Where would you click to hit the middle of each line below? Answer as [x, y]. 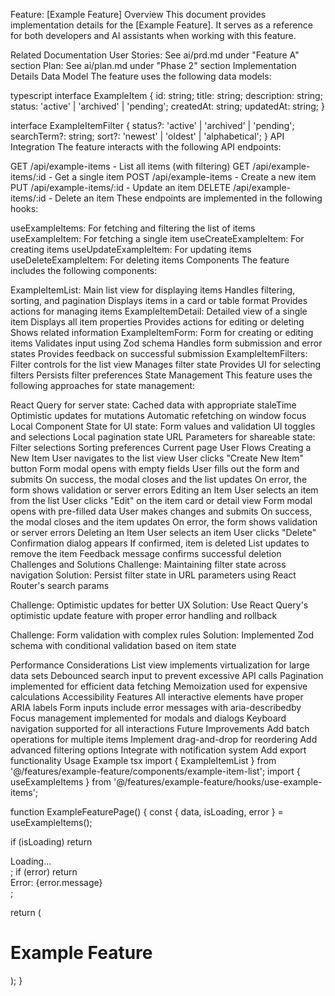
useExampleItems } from [61, 782]
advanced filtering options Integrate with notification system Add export [158, 750]
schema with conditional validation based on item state [123, 645]
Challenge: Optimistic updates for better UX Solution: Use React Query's [159, 605]
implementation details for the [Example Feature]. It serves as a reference [161, 25]
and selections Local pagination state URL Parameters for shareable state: [163, 437]
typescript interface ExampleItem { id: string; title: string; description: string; [166, 95]
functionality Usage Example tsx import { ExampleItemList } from [143, 760]
